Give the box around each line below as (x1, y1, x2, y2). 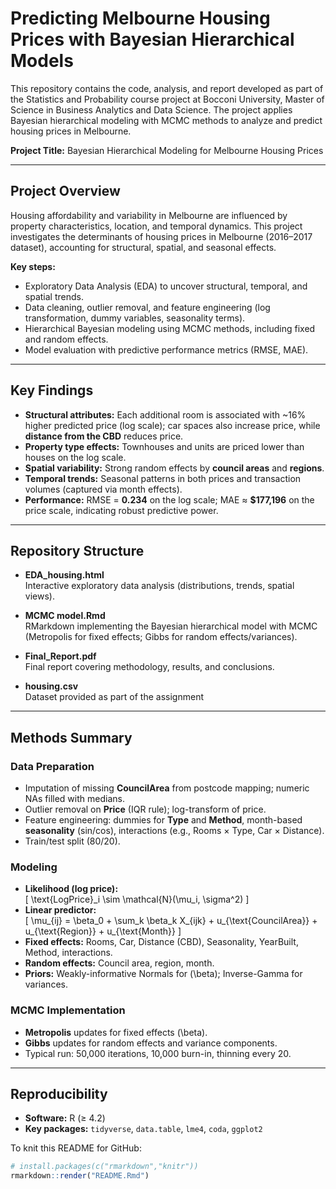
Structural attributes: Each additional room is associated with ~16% (24, 408, 307, 421)
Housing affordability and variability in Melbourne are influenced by (10, 209, 288, 221)
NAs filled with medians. (24, 793, 125, 805)
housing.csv (24, 680, 79, 692)
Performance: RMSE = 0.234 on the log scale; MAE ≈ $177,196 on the (24, 493, 315, 506)
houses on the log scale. (24, 451, 127, 463)
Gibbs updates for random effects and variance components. (24, 1037, 278, 1049)
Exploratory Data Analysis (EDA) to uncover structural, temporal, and (24, 280, 308, 292)
